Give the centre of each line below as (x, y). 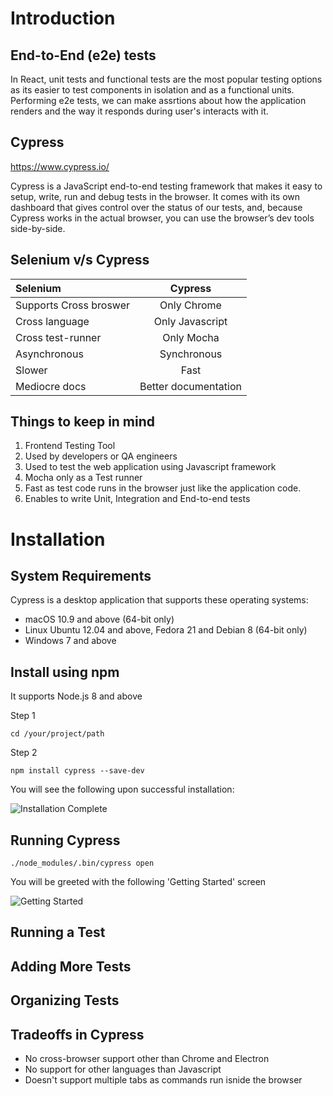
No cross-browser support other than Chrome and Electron (147, 1059)
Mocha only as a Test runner (83, 478)
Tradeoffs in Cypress (77, 1034)
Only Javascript (190, 321)
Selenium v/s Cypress (80, 260)
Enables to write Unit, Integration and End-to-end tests (137, 499)
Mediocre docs (51, 386)
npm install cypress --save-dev (77, 771)
